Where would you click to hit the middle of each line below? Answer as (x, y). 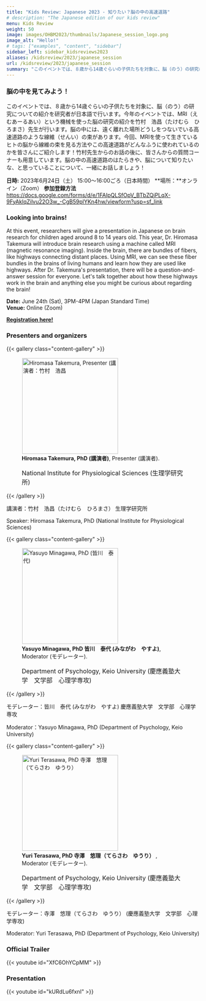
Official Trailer (28, 949)
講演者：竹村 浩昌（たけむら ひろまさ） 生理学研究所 (77, 509)
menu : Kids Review (30, 23)
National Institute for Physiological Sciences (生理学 (96, 473)
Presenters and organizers (47, 335)
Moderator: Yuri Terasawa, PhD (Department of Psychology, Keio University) (103, 933)
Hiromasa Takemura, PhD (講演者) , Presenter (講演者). (91, 459)
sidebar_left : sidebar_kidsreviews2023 (57, 52)
